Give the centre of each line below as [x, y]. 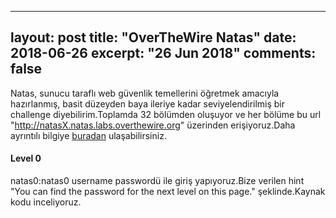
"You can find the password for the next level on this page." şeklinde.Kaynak [168, 192]
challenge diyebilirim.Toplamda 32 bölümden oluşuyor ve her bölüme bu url [166, 114]
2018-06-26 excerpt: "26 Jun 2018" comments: [163, 53]
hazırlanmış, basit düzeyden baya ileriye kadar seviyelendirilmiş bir [148, 103]
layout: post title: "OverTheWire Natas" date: [153, 37]
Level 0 [26, 158]
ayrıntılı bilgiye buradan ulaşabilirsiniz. [88, 135]
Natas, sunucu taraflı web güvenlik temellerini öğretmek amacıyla [145, 93]
